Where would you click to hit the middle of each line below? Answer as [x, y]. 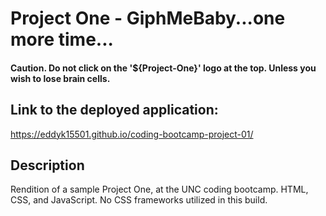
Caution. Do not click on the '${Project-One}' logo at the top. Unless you [163, 68]
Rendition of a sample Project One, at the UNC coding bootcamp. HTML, [159, 189]
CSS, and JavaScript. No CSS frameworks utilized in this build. [139, 200]
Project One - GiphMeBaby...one [148, 18]
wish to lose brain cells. [60, 78]
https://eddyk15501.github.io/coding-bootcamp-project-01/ [132, 134]
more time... [62, 39]
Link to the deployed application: [114, 110]
